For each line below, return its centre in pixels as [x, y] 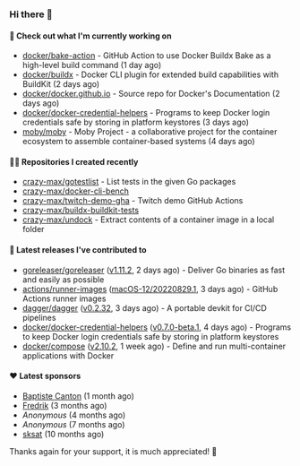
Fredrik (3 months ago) [64, 405]
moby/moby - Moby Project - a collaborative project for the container [150, 132]
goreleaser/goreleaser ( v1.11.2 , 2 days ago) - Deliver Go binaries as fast [154, 270]
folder [33, 229]
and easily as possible [63, 279]
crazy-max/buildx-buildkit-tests [81, 211]
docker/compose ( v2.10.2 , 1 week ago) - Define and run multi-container [154, 346]
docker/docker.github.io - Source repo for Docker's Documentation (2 [151, 94]
